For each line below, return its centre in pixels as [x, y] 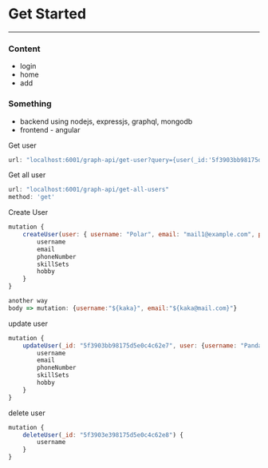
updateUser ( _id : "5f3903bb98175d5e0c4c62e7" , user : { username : [130, 345]
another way [28, 301]
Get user [23, 145]
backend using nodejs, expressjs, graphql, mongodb [106, 121]
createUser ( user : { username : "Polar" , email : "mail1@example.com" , [139, 235]
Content [25, 49]
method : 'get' [32, 197]
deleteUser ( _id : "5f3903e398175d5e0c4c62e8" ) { [103, 435]
